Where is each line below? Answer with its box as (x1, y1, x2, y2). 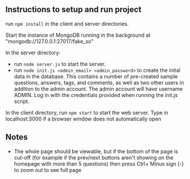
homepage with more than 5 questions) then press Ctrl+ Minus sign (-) (13, 160, 184, 167)
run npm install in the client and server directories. (5, 20, 129, 27)
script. (13, 98, 30, 105)
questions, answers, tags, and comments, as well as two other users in (13, 79, 184, 86)
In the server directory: (5, 49, 61, 56)
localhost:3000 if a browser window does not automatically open (5, 115, 161, 122)
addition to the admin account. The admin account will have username (13, 85, 183, 92)
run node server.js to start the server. (13, 60, 106, 67)
